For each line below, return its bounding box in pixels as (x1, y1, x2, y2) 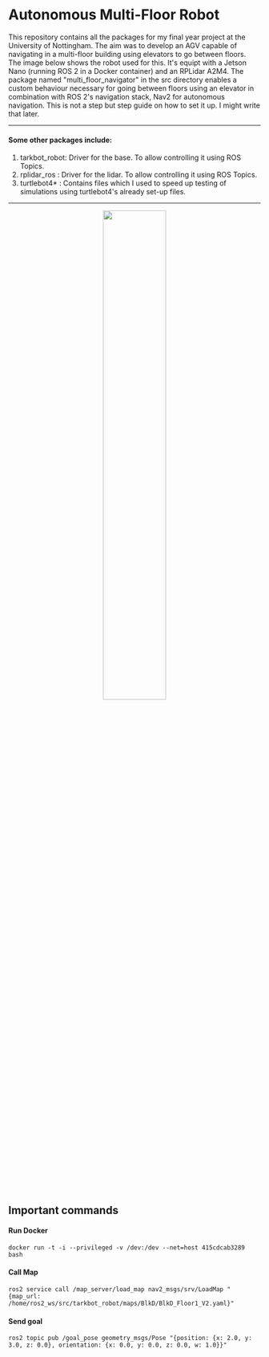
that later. (8, 108, 40, 118)
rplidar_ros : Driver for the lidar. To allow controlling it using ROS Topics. (19, 170, 258, 180)
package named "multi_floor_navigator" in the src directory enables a (8, 75, 238, 84)
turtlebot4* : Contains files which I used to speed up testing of (19, 178, 227, 188)
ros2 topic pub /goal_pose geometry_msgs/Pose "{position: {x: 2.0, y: (8, 1335, 252, 1343)
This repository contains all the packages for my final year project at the (8, 32, 246, 42)
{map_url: (8, 1292, 42, 1300)
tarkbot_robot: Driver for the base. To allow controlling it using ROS (19, 153, 242, 162)
